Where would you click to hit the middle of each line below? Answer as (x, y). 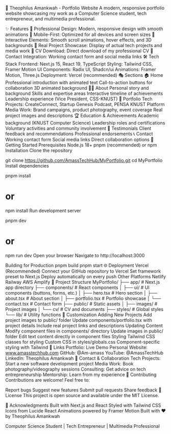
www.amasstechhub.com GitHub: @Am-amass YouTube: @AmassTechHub (84, 353)
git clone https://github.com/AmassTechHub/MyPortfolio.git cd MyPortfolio (84, 160)
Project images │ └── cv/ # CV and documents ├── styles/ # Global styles (84, 309)
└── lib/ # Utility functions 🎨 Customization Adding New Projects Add (79, 315)
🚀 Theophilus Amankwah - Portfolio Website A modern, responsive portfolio (85, 8)
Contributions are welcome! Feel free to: (48, 380)
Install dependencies (27, 166)
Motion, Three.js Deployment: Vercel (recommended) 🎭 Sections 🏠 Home (84, 75)
